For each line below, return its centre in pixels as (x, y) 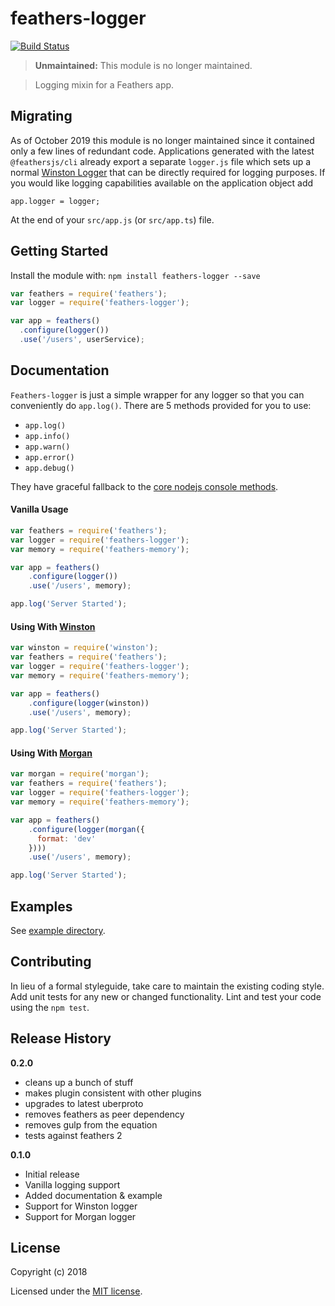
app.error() (49, 457)
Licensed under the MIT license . (76, 1291)
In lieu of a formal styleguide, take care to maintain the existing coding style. (167, 986)
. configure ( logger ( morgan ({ (86, 829)
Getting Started (59, 251)
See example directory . (58, 931)
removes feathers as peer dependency (104, 1114)
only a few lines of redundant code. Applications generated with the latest (162, 151)
